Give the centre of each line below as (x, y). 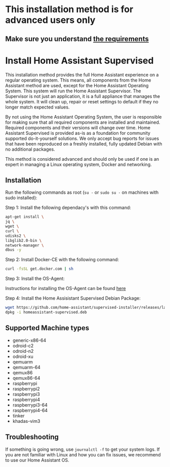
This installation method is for (69, 9)
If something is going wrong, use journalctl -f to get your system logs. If (83, 449)
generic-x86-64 (29, 340)
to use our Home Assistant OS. (37, 460)
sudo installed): (21, 198)
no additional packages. (30, 149)
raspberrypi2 (26, 388)
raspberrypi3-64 (30, 405)
